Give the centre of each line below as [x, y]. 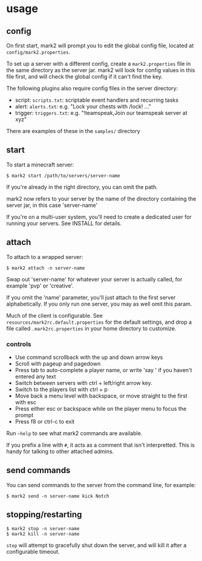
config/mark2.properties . [38, 52]
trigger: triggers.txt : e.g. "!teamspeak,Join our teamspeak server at [101, 113]
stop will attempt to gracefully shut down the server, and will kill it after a [96, 545]
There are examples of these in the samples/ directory [73, 131]
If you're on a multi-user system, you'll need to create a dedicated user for [99, 217]
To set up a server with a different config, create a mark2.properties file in [99, 64]
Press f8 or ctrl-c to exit [45, 421]
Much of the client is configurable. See [54, 315]
